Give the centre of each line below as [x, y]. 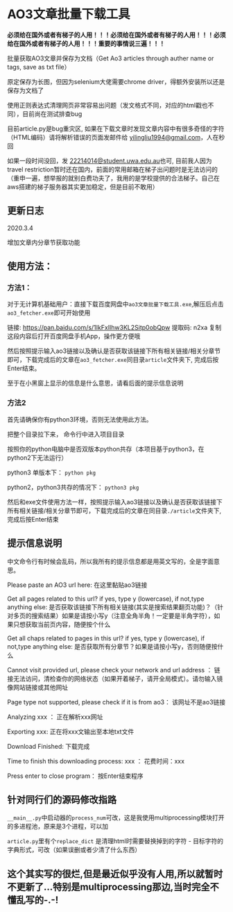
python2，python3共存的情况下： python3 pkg [73, 487]
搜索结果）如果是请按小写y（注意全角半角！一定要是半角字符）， [122, 615]
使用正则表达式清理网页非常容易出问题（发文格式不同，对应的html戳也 [107, 105]
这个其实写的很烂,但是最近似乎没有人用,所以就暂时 [115, 873]
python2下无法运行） [37, 457]
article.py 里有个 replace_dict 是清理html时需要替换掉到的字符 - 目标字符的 [115, 841]
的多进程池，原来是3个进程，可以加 [58, 827]
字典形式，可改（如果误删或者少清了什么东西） [74, 850]
